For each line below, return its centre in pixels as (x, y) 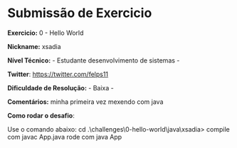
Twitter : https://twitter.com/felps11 (58, 74)
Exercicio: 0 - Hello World (46, 33)
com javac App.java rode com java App (65, 137)
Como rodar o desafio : (41, 115)
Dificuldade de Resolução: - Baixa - (60, 88)
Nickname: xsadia (35, 46)
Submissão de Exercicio (80, 13)
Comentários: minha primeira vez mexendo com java (85, 102)
